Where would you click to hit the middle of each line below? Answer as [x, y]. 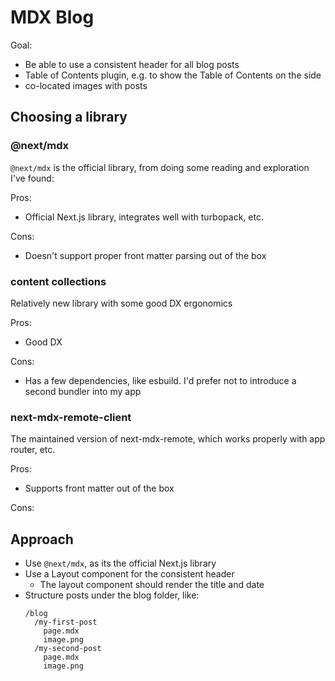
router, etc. [33, 450]
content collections [58, 281]
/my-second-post [68, 649]
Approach [42, 539]
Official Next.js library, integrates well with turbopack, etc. [144, 217]
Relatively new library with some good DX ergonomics [121, 303]
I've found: [32, 178]
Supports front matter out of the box [99, 488]
